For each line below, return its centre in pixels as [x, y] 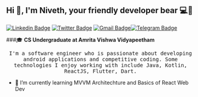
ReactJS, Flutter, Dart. [100, 71]
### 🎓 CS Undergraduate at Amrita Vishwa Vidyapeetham [80, 40]
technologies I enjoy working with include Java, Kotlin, [100, 65]
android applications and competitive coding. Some [100, 59]
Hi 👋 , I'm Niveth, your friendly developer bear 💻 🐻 [100, 10]
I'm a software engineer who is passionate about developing [100, 53]
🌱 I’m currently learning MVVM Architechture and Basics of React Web [102, 82]
